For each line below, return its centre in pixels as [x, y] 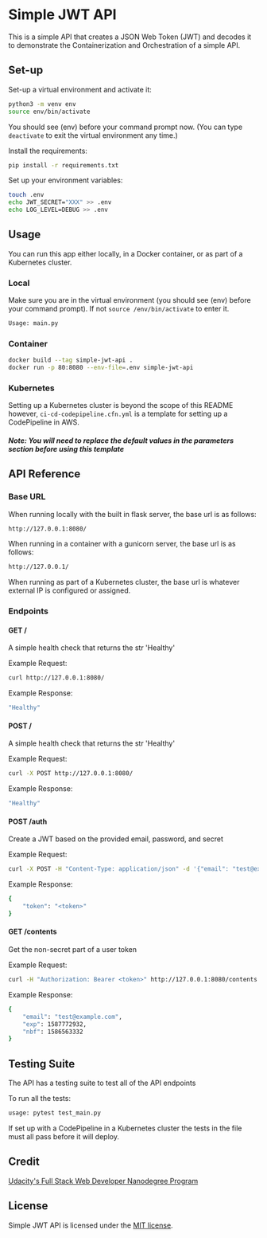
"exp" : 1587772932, [55, 1024]
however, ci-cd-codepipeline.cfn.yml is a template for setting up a [118, 414]
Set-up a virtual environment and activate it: [80, 89]
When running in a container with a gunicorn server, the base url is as [122, 544]
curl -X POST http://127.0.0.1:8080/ [71, 774]
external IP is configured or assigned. [70, 590]
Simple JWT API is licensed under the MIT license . [91, 1225]
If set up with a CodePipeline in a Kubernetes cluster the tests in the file [125, 1128]
